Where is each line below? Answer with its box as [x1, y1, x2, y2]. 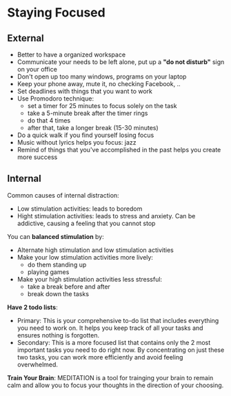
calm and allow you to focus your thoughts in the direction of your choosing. [7, 381, 224, 389]
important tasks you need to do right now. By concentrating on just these [17, 346, 225, 354]
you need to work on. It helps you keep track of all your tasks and [17, 324, 203, 332]
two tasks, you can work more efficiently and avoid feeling [17, 353, 183, 361]
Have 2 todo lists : [7, 303, 58, 311]
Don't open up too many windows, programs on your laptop [17, 72, 187, 81]
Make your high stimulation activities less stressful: [17, 275, 163, 283]
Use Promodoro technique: [17, 94, 94, 103]
